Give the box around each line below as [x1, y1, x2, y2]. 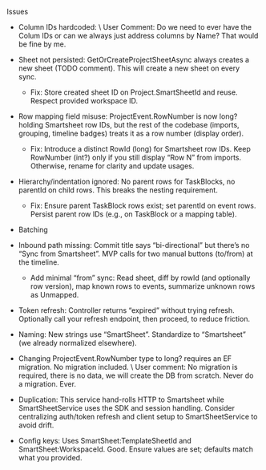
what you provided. [18, 453, 83, 462]
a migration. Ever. [18, 379, 77, 388]
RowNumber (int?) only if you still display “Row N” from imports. [30, 152, 242, 162]
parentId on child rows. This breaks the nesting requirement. [18, 185, 219, 195]
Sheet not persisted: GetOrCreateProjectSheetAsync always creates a [18, 55, 249, 64]
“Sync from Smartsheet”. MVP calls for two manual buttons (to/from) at [18, 249, 253, 258]
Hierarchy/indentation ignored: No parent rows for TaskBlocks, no [18, 176, 236, 186]
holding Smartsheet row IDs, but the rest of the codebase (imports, [18, 120, 240, 129]
